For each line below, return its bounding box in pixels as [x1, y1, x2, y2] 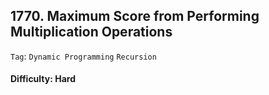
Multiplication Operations [10, 24, 173, 41]
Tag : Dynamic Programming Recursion [10, 50, 157, 62]
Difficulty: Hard [10, 73, 76, 85]
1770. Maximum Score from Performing [10, 8, 260, 25]
